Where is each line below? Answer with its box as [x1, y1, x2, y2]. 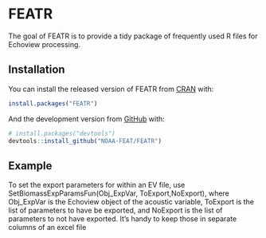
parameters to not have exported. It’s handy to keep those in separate [8, 214, 237, 224]
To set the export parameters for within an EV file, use [8, 180, 186, 190]
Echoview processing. [8, 39, 81, 49]
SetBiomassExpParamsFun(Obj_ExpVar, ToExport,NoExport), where [8, 188, 229, 198]
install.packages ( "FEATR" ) [8, 99, 98, 108]
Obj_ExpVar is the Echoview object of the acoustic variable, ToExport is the [8, 197, 255, 207]
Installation [8, 63, 65, 77]
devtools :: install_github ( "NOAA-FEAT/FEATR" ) [8, 137, 162, 145]
